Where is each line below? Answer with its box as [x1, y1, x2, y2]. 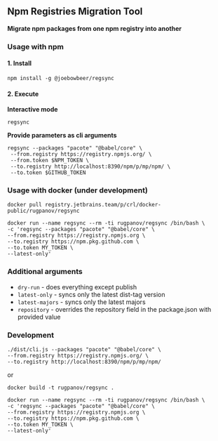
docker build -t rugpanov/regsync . [7, 384, 114, 392]
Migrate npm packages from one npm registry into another [7, 24, 182, 32]
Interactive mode [7, 105, 58, 114]
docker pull [7, 202, 42, 209]
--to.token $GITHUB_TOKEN [10, 169, 86, 176]
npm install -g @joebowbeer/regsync [7, 74, 114, 81]
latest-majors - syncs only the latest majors [17, 298, 146, 306]
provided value [17, 312, 61, 321]
